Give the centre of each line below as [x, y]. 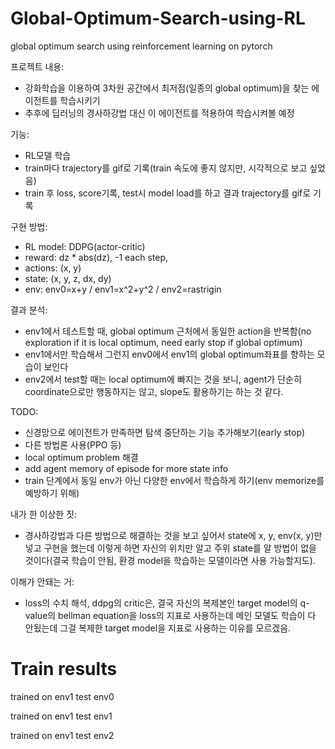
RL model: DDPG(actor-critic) [85, 246]
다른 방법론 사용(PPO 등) [73, 444]
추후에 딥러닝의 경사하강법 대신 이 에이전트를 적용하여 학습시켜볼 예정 [159, 113]
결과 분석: [29, 309]
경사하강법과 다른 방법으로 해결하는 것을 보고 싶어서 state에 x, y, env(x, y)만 [173, 535]
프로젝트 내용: [37, 66]
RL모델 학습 [48, 155]
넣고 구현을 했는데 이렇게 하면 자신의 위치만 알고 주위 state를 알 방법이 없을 [170, 548]
